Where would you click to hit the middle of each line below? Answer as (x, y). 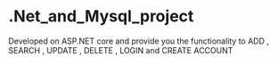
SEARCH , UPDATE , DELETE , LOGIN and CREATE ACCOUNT (121, 50)
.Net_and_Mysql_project (101, 16)
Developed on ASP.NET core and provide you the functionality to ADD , (139, 41)
